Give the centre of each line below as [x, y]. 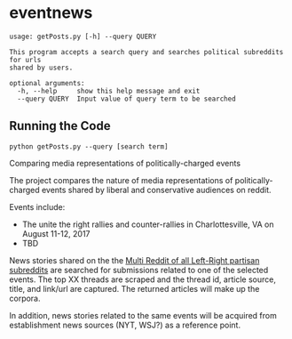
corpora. [25, 298]
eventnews [51, 13]
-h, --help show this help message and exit [109, 91]
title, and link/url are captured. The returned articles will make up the [134, 288]
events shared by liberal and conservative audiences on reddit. [157, 190]
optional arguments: [47, 83]
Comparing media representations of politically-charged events [125, 163]
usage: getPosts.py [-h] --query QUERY [83, 36]
